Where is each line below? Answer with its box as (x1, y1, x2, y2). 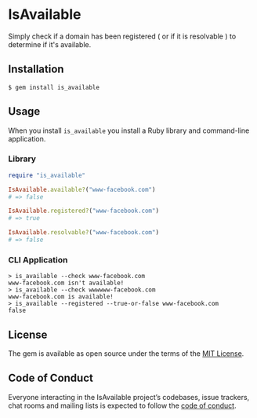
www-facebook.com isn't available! (8, 279, 125, 288)
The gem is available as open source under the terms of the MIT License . (8, 349, 244, 358)
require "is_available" (8, 171, 86, 179)
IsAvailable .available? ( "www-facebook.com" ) (8, 185, 156, 193)
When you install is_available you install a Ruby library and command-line (8, 126, 250, 135)
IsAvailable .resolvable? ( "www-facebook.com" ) (8, 229, 159, 236)
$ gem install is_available (8, 83, 100, 91)
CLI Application (8, 254, 68, 265)
